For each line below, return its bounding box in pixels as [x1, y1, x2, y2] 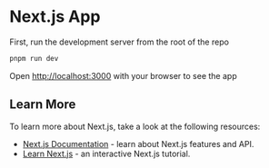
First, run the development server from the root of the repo [9, 36, 230, 47]
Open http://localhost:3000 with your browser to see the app [9, 70, 238, 81]
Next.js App [9, 6, 101, 27]
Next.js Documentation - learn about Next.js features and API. [22, 138, 254, 149]
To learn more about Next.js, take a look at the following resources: [9, 121, 261, 132]
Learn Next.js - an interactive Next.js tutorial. [22, 148, 191, 159]
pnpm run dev [9, 54, 59, 63]
